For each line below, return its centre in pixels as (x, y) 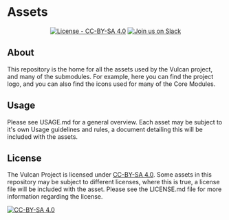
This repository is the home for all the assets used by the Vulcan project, (110, 69)
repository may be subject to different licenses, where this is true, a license (113, 182)
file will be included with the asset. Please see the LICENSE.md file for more (115, 189)
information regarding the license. (55, 197)
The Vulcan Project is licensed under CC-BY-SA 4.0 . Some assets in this (109, 175)
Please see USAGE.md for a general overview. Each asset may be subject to (115, 122)
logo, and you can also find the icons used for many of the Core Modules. (111, 84)
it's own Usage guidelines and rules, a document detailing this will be (105, 129)
